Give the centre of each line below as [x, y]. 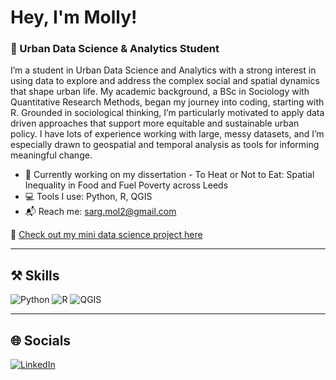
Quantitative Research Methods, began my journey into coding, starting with [167, 102]
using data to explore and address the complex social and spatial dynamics [165, 81]
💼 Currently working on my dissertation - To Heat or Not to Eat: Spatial [169, 175]
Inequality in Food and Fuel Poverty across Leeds [126, 185]
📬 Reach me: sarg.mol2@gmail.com [100, 212]
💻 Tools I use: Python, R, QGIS [88, 197]
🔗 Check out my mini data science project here [106, 235]
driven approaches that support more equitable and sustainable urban [155, 123]
